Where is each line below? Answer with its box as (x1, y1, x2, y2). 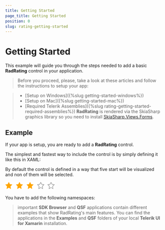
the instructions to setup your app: (17, 83, 89, 89)
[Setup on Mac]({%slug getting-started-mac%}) (24, 98, 124, 104)
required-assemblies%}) (24, 108, 76, 114)
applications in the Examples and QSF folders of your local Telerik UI (17, 215, 160, 221)
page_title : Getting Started (5, 13, 66, 18)
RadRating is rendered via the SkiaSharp (76, 108, 160, 114)
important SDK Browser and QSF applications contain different (17, 204, 147, 210)
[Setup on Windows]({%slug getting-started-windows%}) (24, 92, 144, 98)
